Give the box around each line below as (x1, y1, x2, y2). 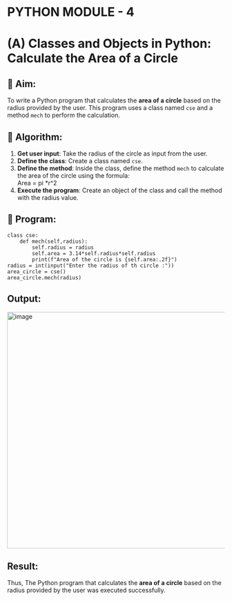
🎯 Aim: (7, 77, 37, 90)
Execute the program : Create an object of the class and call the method (17, 186, 222, 194)
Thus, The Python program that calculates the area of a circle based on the (7, 579, 222, 587)
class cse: (7, 232, 39, 239)
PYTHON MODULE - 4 (7, 4, 135, 20)
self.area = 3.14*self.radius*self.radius (32, 250, 156, 257)
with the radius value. (17, 194, 79, 201)
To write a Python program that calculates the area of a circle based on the (7, 96, 221, 104)
